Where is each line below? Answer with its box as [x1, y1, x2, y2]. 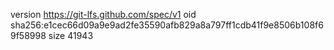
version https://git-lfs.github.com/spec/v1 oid [10, 9, 197, 20]
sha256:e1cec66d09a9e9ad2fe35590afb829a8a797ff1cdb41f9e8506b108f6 [10, 19, 324, 31]
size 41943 [48, 30, 94, 41]
